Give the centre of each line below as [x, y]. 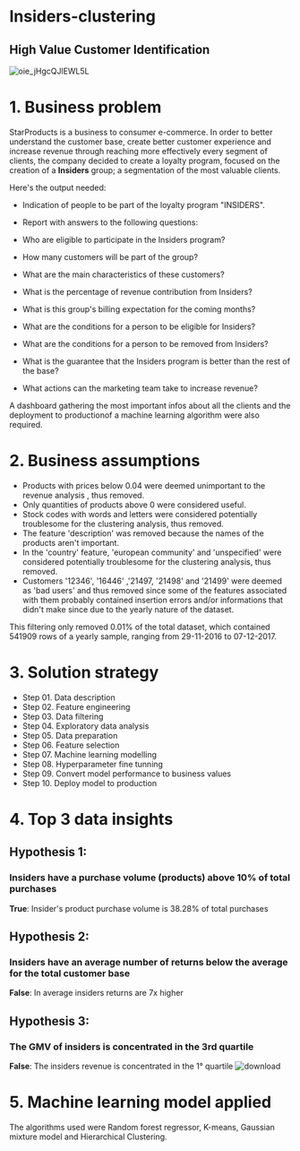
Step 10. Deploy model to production [90, 783]
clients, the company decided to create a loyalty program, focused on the [145, 160]
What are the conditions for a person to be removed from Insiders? [145, 343]
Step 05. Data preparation [70, 735]
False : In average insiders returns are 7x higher [96, 993]
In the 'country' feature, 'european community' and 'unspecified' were [152, 552]
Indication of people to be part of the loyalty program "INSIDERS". [144, 204]
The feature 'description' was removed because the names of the [143, 533]
